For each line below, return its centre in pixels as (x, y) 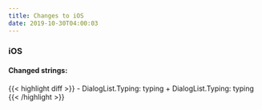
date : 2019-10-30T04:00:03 (53, 23)
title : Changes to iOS (46, 16)
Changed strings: (38, 71)
